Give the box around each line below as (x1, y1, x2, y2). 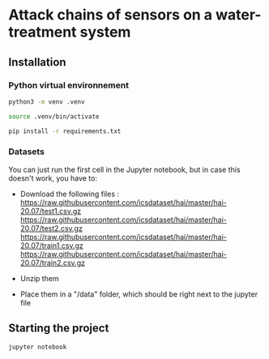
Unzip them (19, 273, 59, 283)
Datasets (8, 146, 45, 157)
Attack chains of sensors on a (8, 6, 213, 24)
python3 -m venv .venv (8, 97, 85, 106)
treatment (8, 23, 77, 41)
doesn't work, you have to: (8, 173, 97, 183)
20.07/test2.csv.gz (19, 223, 83, 233)
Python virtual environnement (8, 79, 130, 91)
